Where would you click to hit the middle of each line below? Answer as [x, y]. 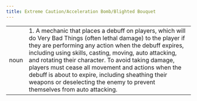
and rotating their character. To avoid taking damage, [101, 60]
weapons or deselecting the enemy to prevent [92, 82]
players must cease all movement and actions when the [105, 67]
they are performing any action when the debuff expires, [106, 45]
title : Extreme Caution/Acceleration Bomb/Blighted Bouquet [81, 11]
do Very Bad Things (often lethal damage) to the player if [107, 38]
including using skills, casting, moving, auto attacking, [103, 52]
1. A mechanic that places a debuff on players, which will [107, 31]
